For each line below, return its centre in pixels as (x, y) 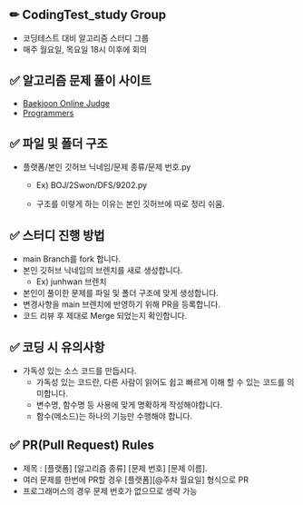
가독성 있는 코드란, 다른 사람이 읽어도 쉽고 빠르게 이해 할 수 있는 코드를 (161, 382)
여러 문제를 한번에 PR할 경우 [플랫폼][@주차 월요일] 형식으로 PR (136, 480)
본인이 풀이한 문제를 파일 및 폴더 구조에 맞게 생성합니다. (121, 293)
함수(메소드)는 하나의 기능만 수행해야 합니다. (114, 416)
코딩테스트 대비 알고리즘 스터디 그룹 (86, 38)
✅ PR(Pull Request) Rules (82, 446)
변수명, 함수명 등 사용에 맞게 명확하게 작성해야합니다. (129, 405)
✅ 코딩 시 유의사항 (57, 347)
